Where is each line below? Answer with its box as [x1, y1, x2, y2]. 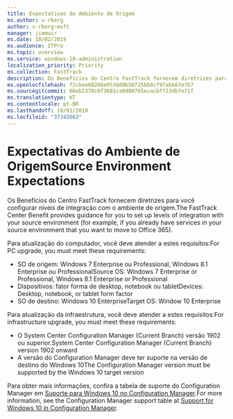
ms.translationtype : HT [7, 95, 76, 101]
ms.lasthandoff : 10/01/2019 [7, 107, 89, 114]
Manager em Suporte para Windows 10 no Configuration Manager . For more [7, 388, 223, 397]
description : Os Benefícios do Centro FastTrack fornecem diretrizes [7, 74, 213, 82]
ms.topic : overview [7, 49, 64, 56]
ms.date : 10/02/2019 [7, 36, 67, 43]
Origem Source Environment [7, 158, 171, 174]
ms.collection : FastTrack [7, 68, 82, 75]
